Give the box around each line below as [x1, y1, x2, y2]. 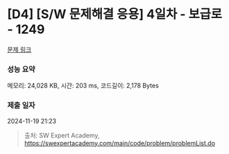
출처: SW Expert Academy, [24, 131, 100, 139]
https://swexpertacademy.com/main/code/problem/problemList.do [24, 139, 216, 147]
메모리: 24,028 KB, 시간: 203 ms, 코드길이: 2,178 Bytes [7, 81, 160, 90]
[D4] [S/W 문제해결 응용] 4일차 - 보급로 [7, 6, 223, 22]
